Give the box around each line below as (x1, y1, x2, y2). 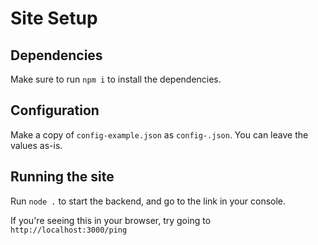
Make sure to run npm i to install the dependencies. (10, 73, 222, 85)
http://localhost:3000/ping (10, 225, 128, 235)
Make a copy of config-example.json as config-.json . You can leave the (10, 128, 309, 141)
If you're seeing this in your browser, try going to (10, 214, 212, 226)
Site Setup (10, 7, 98, 30)
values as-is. (10, 139, 63, 151)
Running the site (10, 168, 115, 186)
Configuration (10, 102, 100, 119)
